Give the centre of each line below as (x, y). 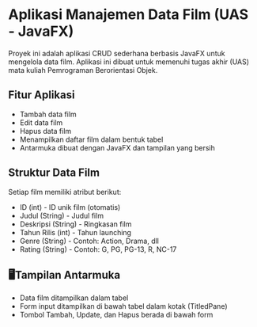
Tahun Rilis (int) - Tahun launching (76, 232)
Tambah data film (48, 114)
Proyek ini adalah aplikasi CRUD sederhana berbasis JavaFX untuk (117, 53)
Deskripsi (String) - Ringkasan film (76, 224)
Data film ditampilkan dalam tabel (74, 298)
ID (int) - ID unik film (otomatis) (70, 207)
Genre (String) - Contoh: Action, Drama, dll (89, 241)
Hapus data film (45, 131)
